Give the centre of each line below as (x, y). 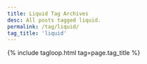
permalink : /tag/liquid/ (43, 26)
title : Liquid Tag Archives (48, 14)
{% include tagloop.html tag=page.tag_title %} (74, 53)
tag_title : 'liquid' (37, 33)
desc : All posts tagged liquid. (54, 20)
